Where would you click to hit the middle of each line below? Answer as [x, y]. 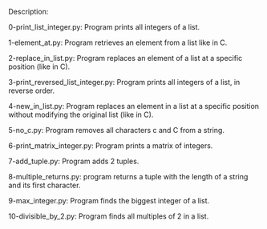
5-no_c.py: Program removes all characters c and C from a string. [116, 130]
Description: [28, 12]
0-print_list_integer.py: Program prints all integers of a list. [104, 27]
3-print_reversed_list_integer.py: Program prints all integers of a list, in [124, 82]
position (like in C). [39, 66]
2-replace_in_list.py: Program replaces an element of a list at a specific [125, 58]
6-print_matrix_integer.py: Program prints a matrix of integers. [111, 146]
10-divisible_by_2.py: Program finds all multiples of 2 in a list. [109, 216]
